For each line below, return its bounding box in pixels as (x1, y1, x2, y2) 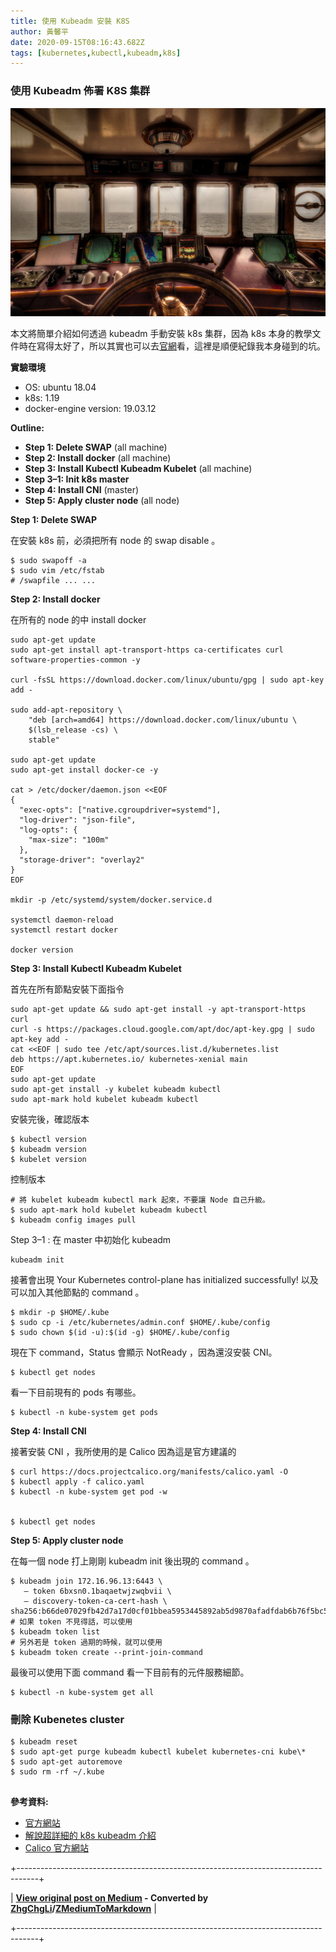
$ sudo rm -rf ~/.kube (10, 1767, 105, 1777)
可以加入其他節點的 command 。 (10, 1286, 145, 1298)
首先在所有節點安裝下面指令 (10, 983, 125, 995)
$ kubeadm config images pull (10, 1215, 137, 1225)
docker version (10, 945, 74, 955)
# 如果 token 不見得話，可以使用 (10, 1616, 133, 1627)
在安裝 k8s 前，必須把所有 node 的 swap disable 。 (10, 534, 221, 546)
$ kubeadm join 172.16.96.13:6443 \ (10, 1576, 163, 1586)
